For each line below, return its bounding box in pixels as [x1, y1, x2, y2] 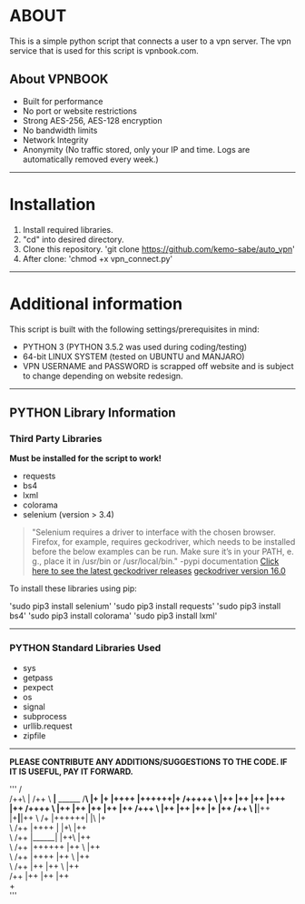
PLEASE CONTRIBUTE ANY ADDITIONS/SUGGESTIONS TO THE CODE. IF [9, 756, 288, 767]
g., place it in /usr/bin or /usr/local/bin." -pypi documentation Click [31, 556, 280, 567]
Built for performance [22, 95, 103, 106]
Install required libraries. [22, 224, 113, 235]
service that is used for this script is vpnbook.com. [9, 45, 200, 55]
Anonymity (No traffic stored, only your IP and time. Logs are [22, 144, 251, 155]
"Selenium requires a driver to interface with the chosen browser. [31, 527, 276, 537]
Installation [9, 194, 96, 215]
